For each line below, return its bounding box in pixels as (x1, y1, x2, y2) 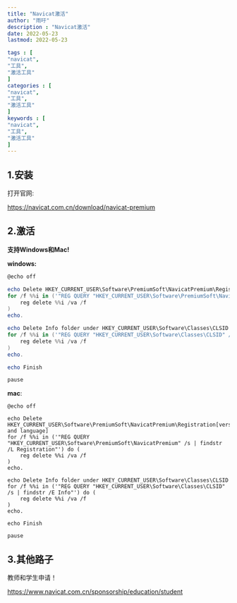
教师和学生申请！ (7, 573, 57, 582)
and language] (7, 427, 49, 434)
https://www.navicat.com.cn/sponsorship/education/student (7, 587, 183, 596)
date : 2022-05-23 (7, 30, 59, 37)
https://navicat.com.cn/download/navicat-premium (7, 203, 156, 212)
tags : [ (7, 49, 33, 56)
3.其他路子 (7, 553, 54, 565)
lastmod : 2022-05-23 (7, 37, 68, 44)
